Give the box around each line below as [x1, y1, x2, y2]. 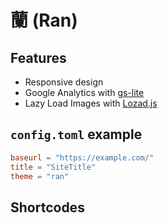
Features [10, 49, 67, 66]
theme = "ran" [10, 171, 70, 181]
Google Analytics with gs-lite [24, 87, 145, 98]
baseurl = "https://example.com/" [10, 152, 155, 163]
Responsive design [24, 76, 104, 88]
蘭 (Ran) [10, 9, 78, 32]
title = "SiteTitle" [10, 162, 97, 172]
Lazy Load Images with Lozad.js [24, 97, 158, 109]
